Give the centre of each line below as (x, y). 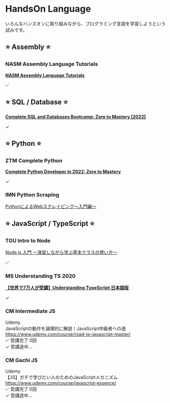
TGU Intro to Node (28, 240)
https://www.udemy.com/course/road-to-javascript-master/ (68, 334)
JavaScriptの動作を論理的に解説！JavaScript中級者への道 (66, 328)
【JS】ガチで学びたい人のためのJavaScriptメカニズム (62, 377)
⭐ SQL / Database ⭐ (37, 102)
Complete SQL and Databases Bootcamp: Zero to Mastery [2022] (76, 117)
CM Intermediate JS (30, 311)
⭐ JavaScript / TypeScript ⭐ (50, 223)
